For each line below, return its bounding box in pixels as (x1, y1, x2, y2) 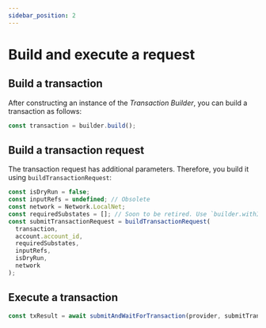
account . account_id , (15, 232, 83, 240)
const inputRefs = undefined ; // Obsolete (8, 195, 150, 204)
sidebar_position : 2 (8, 11, 77, 20)
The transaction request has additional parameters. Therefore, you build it (8, 164, 249, 174)
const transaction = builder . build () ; (8, 122, 136, 130)
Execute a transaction (8, 291, 119, 304)
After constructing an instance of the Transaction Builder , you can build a (8, 98, 248, 107)
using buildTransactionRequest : (8, 173, 112, 183)
